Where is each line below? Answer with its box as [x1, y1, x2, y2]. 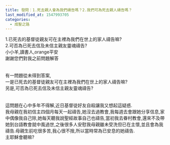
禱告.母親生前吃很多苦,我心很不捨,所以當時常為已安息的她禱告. [5, 128, 135, 134]
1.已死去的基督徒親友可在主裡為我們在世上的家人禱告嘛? [5, 36, 122, 42]
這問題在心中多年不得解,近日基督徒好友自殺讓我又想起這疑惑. [5, 102, 133, 108]
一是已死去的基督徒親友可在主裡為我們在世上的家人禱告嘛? [5, 79, 128, 85]
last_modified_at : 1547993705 [5, 12, 70, 17]
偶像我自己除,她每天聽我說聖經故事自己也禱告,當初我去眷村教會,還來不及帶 [9, 115, 165, 121]
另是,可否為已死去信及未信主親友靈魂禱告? [5, 85, 94, 92]
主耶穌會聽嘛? [5, 134, 35, 140]
